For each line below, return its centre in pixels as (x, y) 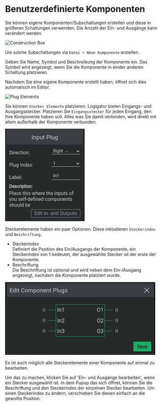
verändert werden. (24, 33)
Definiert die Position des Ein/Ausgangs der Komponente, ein (74, 249)
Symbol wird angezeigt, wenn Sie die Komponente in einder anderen (74, 67)
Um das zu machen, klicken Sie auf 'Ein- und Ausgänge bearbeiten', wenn (80, 377)
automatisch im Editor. (27, 87)
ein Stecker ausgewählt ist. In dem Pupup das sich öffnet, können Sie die (79, 382)
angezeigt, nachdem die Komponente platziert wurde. (67, 275)
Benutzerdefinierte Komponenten (75, 9)
